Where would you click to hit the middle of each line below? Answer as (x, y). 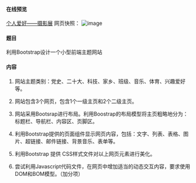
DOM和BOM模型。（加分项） (49, 174)
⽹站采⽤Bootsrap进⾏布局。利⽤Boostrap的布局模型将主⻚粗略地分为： (101, 114)
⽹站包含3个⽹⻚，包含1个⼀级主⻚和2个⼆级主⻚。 (76, 101)
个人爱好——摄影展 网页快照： (43, 23)
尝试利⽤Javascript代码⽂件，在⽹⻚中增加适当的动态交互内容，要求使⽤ (102, 166)
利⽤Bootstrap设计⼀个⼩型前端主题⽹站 (54, 52)
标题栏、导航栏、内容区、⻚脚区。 (56, 121)
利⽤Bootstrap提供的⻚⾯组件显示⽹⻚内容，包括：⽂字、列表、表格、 (99, 134)
